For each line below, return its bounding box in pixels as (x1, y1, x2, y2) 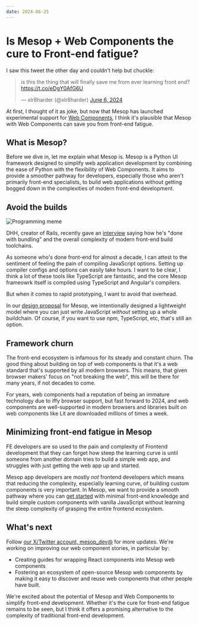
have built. (14, 581, 40, 588)
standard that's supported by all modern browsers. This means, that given (6, 367, 188, 374)
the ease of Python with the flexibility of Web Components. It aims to (6, 166, 174, 173)
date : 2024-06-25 (6, 8, 49, 15)
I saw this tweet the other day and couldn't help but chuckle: (6, 67, 154, 74)
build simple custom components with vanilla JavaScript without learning (6, 498, 185, 506)
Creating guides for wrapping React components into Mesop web (14, 556, 175, 563)
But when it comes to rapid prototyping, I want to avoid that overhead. (6, 290, 178, 298)
